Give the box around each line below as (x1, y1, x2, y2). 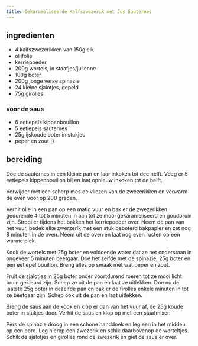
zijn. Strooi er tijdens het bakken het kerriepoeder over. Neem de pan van (6, 218, 185, 225)
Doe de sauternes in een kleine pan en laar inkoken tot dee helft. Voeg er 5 (6, 170, 188, 177)
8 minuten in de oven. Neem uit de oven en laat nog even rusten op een (6, 231, 180, 238)
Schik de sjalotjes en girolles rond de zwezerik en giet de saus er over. (6, 333, 178, 340)
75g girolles (14, 90, 44, 98)
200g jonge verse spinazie (14, 77, 80, 85)
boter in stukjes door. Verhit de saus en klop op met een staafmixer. (6, 309, 171, 316)
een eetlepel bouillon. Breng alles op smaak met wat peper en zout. (6, 261, 170, 268)
